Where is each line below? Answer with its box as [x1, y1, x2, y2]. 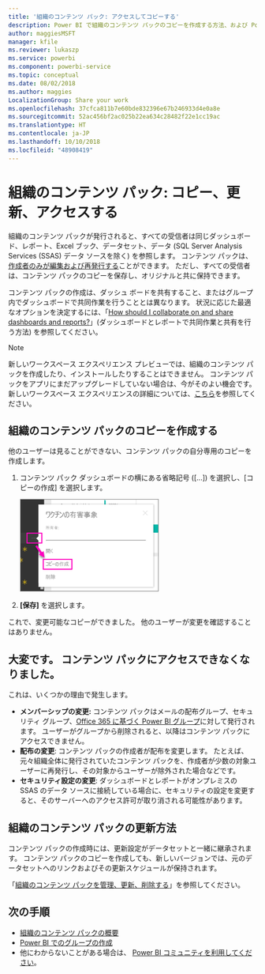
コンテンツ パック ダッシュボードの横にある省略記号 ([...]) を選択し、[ [19, 473, 247, 482]
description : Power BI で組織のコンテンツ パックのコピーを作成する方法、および [8, 21, 248, 29]
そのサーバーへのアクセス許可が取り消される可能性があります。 [40, 795, 247, 806]
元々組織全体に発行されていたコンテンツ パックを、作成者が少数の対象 [19, 756, 250, 766]
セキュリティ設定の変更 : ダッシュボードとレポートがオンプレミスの [19, 776, 238, 786]
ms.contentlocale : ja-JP [8, 130, 90, 138]
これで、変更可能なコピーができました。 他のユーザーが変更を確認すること [8, 617, 252, 627]
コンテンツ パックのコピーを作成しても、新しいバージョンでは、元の [23, 854, 246, 863]
